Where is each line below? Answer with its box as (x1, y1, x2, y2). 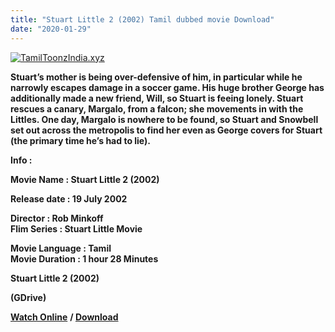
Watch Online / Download (10, 311, 119, 323)
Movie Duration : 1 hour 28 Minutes (10, 252, 159, 265)
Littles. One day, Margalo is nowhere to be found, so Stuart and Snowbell (10, 113, 319, 125)
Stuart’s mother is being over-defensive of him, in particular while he (10, 71, 303, 83)
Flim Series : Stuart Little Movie (10, 222, 143, 235)
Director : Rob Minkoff (10, 212, 104, 224)
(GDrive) (10, 291, 47, 303)
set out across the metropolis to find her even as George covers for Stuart (10, 124, 323, 136)
